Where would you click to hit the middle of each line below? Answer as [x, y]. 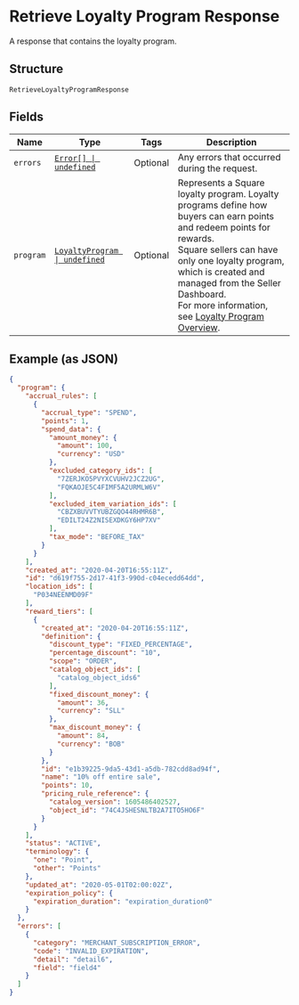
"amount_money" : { [83, 437]
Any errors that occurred [229, 157]
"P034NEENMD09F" [63, 595]
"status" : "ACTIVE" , [63, 844]
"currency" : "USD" [91, 454]
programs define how [222, 205]
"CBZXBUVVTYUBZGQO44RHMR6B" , [111, 512]
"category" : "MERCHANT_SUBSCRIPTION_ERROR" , [117, 943]
